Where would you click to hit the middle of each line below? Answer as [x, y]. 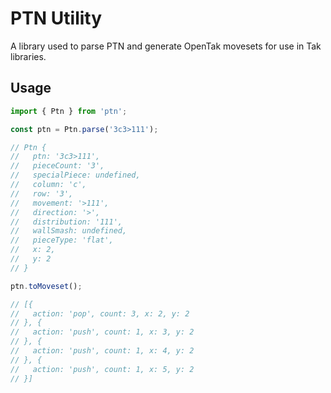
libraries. [28, 56]
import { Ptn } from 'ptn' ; [69, 111]
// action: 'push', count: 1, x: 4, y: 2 [102, 351]
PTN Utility [56, 18]
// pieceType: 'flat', [62, 240]
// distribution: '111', [66, 222]
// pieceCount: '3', [57, 166]
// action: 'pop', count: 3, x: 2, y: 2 [100, 313]
